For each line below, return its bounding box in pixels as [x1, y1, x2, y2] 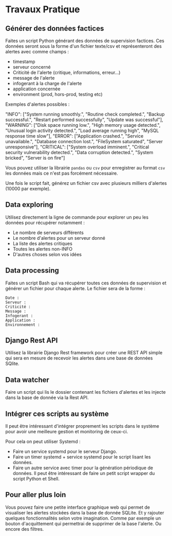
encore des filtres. [5, 526, 44, 532]
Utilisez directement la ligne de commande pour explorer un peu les [5, 214, 149, 220]
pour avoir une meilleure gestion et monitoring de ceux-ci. [5, 429, 128, 435]
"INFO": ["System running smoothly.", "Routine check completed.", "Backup [5, 111, 165, 117]
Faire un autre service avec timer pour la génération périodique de [12, 465, 153, 471]
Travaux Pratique [5, 4, 80, 15]
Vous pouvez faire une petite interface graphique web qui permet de [5, 504, 150, 510]
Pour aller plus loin [5, 490, 66, 499]
